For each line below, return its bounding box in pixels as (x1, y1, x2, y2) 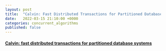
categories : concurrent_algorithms (5, 20, 79, 26)
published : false (5, 25, 41, 30)
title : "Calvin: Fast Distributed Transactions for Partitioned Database (5, 12, 163, 17)
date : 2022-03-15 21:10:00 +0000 (5, 16, 79, 21)
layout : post (5, 7, 32, 12)
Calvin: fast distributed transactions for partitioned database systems (5, 40, 152, 46)
